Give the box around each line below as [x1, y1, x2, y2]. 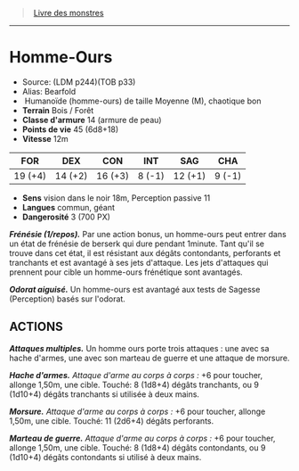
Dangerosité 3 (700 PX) [21, 211, 111, 222]
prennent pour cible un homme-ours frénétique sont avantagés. [9, 267, 243, 277]
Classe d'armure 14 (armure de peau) [21, 114, 162, 125]
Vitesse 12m [21, 133, 69, 144]
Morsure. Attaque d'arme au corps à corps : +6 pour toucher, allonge [9, 406, 266, 417]
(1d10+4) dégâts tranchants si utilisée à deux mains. [9, 388, 200, 400]
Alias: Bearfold [21, 86, 77, 96]
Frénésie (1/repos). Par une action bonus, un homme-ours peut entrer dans [9, 228, 287, 239]
